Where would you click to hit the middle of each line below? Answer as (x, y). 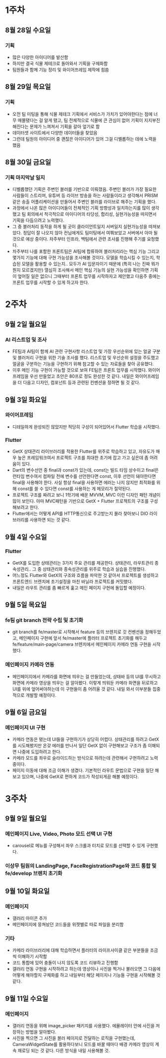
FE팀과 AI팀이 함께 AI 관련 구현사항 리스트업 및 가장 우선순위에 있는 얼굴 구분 (86, 351)
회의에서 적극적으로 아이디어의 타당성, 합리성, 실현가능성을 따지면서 (92, 214)
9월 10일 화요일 (28, 891)
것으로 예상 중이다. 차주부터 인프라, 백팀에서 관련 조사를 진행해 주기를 (79, 239)
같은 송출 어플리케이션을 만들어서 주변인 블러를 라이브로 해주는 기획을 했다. (84, 202)
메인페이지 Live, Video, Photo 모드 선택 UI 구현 (59, 834)
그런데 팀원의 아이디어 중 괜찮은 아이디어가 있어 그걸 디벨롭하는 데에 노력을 (84, 139)
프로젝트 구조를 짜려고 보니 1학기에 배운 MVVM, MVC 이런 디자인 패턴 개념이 (86, 495)
